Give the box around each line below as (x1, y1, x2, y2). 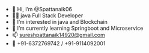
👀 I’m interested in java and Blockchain (11, 18, 108, 25)
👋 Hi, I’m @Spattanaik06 (11, 6, 72, 13)
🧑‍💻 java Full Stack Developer (11, 12, 84, 19)
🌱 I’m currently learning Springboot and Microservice (11, 24, 144, 32)
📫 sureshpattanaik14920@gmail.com (11, 32, 105, 38)
